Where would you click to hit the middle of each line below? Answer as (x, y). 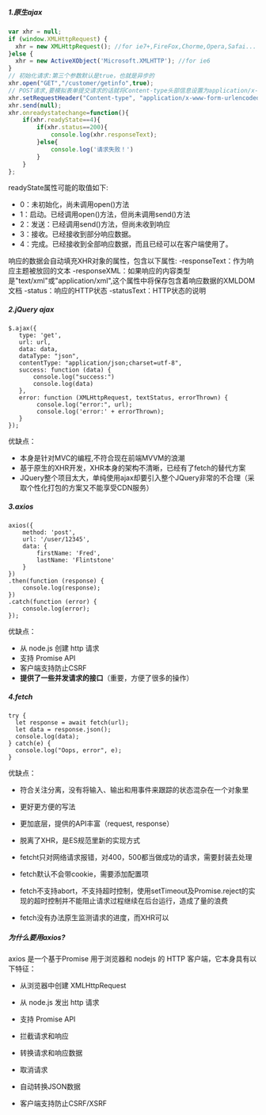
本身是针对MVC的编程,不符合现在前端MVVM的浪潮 (102, 458)
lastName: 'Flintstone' (76, 560)
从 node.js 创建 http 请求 (59, 648)
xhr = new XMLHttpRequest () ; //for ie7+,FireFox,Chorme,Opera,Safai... (136, 46)
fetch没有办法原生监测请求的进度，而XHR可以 (94, 918)
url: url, (35, 342)
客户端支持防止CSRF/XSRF (63, 1104)
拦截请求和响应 (44, 1036)
